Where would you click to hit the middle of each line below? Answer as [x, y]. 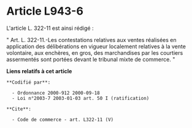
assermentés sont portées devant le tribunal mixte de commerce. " [91, 59]
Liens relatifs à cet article [39, 71]
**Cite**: [19, 109]
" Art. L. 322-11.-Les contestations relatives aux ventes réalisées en [91, 40]
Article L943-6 [45, 11]
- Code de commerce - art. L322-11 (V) [63, 119]
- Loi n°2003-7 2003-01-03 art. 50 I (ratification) [81, 98]
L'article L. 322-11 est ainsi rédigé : [50, 28]
